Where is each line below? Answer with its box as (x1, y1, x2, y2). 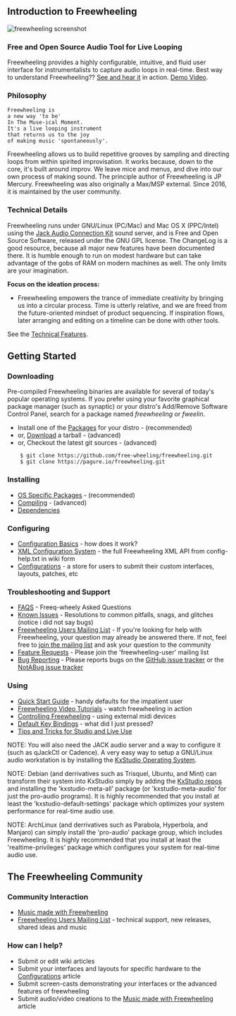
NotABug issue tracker (17, 663, 83, 671)
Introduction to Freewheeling (7, 6, 137, 18)
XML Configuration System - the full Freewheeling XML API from (17, 546, 206, 555)
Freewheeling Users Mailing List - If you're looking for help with (17, 626, 202, 634)
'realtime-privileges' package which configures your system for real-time (7, 843, 220, 851)
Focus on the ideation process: (7, 280, 100, 288)
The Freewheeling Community (7, 871, 143, 883)
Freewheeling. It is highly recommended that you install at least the (7, 835, 202, 844)
